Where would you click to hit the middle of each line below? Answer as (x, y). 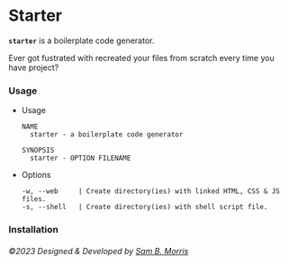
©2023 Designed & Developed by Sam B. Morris (99, 251)
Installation (34, 230)
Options (36, 175)
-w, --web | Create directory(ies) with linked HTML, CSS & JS (150, 191)
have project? (34, 67)
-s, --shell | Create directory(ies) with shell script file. (144, 208)
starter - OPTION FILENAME (81, 158)
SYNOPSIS (38, 150)
